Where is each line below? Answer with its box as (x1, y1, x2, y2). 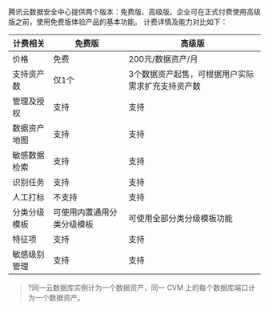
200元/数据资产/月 (128, 54, 199, 64)
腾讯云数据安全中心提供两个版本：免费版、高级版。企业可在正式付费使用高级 (8, 7, 261, 16)
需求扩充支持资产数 (128, 81, 202, 91)
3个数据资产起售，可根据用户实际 (128, 69, 255, 79)
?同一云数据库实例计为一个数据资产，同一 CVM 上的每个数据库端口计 (27, 283, 256, 292)
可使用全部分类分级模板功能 (128, 213, 234, 223)
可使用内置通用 (53, 207, 110, 218)
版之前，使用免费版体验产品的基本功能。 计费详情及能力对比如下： (8, 17, 228, 26)
